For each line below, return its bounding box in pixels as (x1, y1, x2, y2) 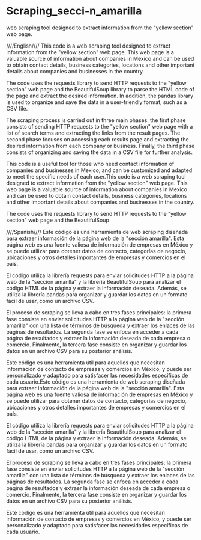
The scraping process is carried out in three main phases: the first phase (6, 116, 186, 124)
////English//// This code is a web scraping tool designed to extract (6, 42, 171, 49)
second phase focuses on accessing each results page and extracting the (6, 135, 189, 143)
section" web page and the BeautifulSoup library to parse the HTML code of (6, 85, 195, 93)
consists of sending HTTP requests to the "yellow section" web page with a (6, 123, 193, 130)
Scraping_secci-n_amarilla (6, 4, 142, 18)
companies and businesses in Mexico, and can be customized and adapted (6, 167, 193, 174)
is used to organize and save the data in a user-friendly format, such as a (6, 98, 187, 106)
